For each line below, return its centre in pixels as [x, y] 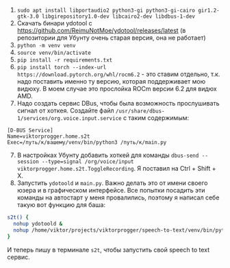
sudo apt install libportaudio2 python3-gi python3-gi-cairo [106, 10]
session [28, 162]
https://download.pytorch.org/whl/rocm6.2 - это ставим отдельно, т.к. [118, 74]
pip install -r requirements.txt [65, 60]
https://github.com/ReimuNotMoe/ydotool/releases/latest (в [101, 31]
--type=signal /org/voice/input [88, 162]
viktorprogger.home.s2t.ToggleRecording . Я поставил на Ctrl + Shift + [116, 168]
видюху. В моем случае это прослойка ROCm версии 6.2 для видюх [117, 89]
